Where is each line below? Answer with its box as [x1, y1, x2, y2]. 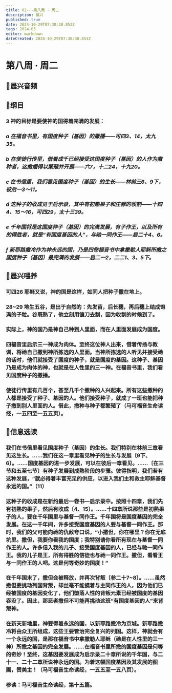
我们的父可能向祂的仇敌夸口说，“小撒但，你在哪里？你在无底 [16, 528, 166, 535]
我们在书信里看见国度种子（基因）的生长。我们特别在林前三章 [6, 444, 158, 451]
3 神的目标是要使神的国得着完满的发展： [6, 118, 105, 125]
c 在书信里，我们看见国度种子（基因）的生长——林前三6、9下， [6, 178, 164, 185]
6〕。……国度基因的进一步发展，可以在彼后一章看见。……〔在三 [6, 459, 164, 467]
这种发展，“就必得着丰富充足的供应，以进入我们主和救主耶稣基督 [6, 475, 166, 482]
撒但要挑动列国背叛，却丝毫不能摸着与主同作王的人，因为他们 [6, 582, 158, 589]
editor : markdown [6, 31, 43, 36]
